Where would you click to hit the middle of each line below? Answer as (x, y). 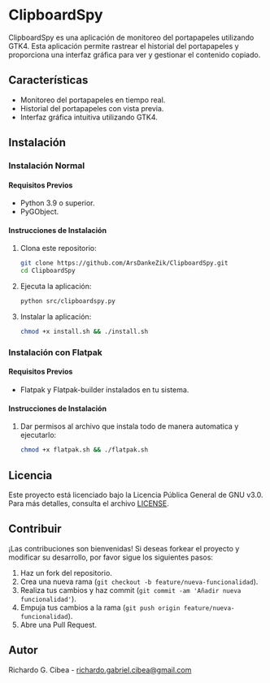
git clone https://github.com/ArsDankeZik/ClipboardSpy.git (124, 263)
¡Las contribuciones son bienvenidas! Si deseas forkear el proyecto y (124, 548)
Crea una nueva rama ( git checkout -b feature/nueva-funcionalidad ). (139, 581)
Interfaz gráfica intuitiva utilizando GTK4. (89, 117)
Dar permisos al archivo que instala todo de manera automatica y (129, 426)
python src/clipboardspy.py (67, 301)
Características (48, 80)
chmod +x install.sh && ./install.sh (84, 332)
